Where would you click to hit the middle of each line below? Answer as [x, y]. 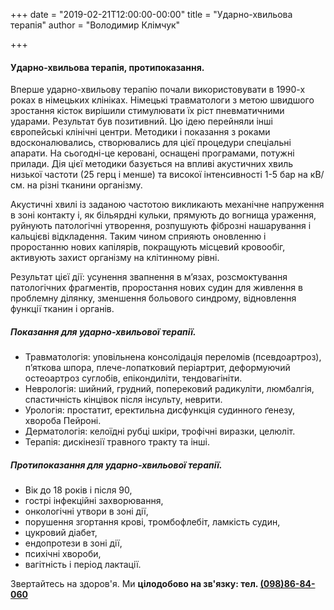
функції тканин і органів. [62, 309]
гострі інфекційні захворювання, [94, 501]
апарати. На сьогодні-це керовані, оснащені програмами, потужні [152, 153]
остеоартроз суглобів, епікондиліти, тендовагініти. [133, 378]
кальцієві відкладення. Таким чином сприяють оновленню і [138, 236]
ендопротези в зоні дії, [73, 543]
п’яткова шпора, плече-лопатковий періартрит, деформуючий [157, 368]
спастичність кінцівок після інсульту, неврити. [123, 400]
